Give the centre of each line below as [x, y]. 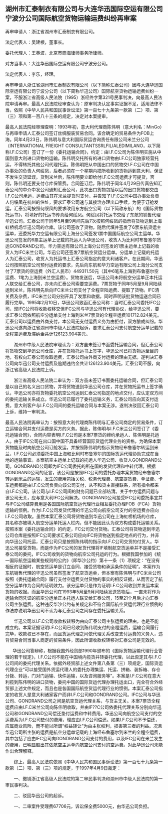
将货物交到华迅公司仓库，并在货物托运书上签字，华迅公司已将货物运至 [77, 351]
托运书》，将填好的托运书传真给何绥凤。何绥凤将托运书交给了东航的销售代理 [83, 214]
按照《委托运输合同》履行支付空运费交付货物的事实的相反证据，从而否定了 [82, 579]
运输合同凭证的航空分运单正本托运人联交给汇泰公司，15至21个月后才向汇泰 [82, 598]
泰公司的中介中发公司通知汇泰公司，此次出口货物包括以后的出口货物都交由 [82, 189]
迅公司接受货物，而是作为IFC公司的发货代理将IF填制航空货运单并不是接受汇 [83, 548]
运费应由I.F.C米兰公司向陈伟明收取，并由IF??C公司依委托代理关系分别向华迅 [83, 707]
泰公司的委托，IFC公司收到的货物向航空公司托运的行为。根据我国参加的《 [81, 554]
